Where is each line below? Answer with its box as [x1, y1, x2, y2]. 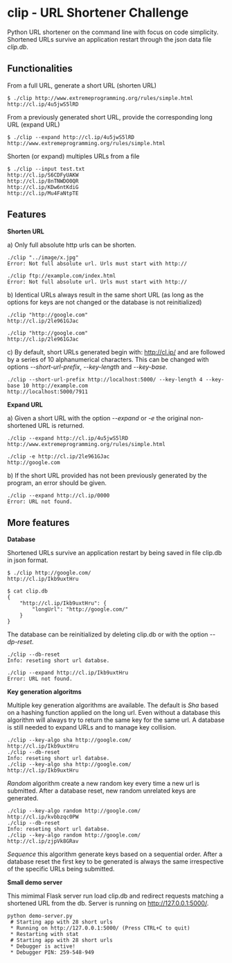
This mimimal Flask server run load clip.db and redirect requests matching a [7, 891, 224, 900]
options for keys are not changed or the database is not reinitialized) [7, 297, 202, 306]
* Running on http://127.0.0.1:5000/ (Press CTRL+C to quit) [10, 925, 190, 932]
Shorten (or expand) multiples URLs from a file [7, 151, 140, 160]
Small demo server [7, 878, 63, 887]
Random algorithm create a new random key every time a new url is [7, 780, 200, 788]
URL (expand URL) [7, 120, 60, 129]
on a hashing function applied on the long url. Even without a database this [7, 709, 221, 717]
